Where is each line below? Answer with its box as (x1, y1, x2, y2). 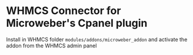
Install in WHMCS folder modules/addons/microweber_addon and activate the (6, 36, 188, 43)
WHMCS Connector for (6, 4, 121, 18)
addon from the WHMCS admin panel (6, 42, 97, 49)
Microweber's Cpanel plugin (6, 16, 148, 30)
